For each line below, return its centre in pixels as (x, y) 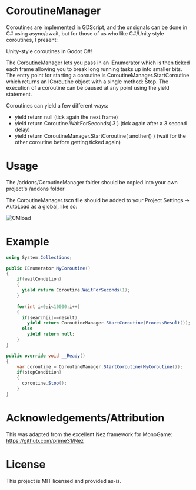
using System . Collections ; (39, 257)
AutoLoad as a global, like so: (42, 206)
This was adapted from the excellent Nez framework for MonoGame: (89, 434)
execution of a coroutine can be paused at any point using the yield (88, 87)
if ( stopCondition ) (39, 372)
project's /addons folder (35, 189)
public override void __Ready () (46, 356)
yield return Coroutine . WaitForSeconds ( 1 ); (76, 290)
